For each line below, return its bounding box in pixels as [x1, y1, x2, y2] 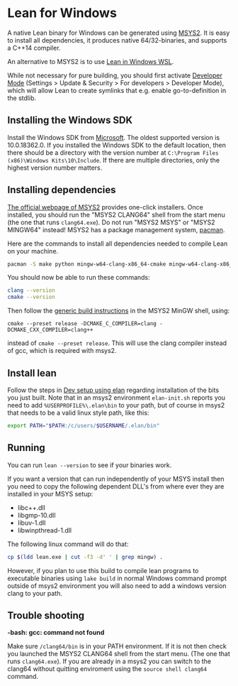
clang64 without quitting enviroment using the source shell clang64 [7, 665, 208, 673]
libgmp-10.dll [17, 511, 56, 519]
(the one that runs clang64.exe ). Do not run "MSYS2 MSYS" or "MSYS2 [7, 218, 215, 227]
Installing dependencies [7, 184, 116, 196]
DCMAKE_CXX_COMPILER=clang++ [7, 327, 93, 334]
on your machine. [7, 246, 59, 255]
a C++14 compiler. [7, 43, 61, 52]
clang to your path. [7, 589, 62, 597]
